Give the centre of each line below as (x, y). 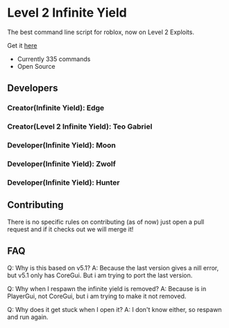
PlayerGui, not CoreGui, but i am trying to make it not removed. (97, 296)
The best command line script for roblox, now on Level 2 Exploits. (101, 32)
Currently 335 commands (54, 59)
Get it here (22, 45)
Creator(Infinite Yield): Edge (56, 108)
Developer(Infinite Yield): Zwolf (61, 164)
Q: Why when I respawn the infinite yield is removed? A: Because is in (107, 288)
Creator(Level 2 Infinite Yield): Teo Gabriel (80, 126)
